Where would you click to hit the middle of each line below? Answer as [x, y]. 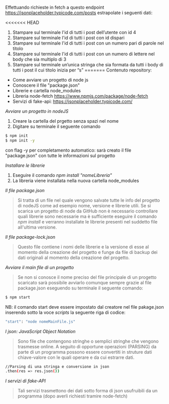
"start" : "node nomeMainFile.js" [40, 321]
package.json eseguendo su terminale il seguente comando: [80, 288]
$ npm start [18, 297]
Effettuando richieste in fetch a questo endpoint [55, 7]
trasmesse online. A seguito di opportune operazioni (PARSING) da [87, 346]
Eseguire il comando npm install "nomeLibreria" [62, 175]
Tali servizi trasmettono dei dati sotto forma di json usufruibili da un [88, 391]
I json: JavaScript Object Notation [40, 331]
